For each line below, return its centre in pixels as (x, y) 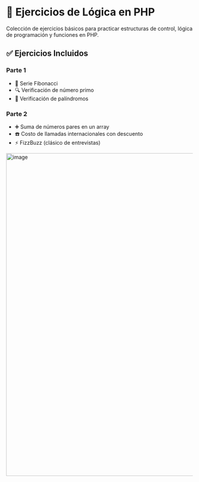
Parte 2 (17, 114)
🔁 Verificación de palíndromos (52, 98)
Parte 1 (16, 71)
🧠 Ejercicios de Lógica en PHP (81, 12)
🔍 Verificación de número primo (54, 90)
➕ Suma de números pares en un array (62, 126)
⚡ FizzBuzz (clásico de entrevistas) (57, 142)
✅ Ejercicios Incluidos (47, 54)
